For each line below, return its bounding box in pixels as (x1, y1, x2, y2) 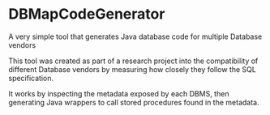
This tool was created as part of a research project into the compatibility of (8, 56, 259, 66)
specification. (8, 73, 54, 83)
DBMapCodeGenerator (8, 5, 165, 23)
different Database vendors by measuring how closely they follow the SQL (8, 64, 257, 74)
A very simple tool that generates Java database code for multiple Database (8, 32, 263, 41)
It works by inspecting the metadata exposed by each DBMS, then (8, 88, 229, 98)
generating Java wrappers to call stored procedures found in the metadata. (8, 97, 259, 107)
